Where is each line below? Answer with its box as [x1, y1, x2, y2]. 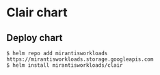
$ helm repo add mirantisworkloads [6, 50, 108, 57]
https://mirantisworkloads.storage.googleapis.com [6, 56, 154, 63]
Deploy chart [6, 32, 63, 44]
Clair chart [6, 5, 68, 20]
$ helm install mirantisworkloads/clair [6, 62, 124, 69]
